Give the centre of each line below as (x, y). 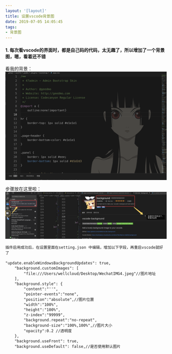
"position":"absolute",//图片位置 (59, 299)
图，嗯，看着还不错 (26, 56)
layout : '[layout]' (26, 11)
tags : (11, 27)
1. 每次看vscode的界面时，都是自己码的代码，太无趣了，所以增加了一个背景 (85, 50)
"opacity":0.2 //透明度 (48, 331)
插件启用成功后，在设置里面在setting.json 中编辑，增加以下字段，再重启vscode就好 (84, 247)
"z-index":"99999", (45, 315)
